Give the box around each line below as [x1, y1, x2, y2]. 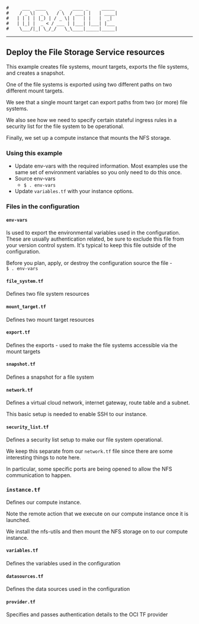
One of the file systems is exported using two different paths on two [6, 81, 172, 88]
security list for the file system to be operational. [6, 123, 124, 130]
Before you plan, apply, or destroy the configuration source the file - [6, 260, 173, 267]
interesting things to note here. [6, 454, 81, 461]
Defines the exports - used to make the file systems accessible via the [6, 341, 178, 348]
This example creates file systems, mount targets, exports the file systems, [6, 63, 190, 70]
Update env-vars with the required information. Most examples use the [14, 162, 188, 169]
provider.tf [6, 599, 36, 605]
